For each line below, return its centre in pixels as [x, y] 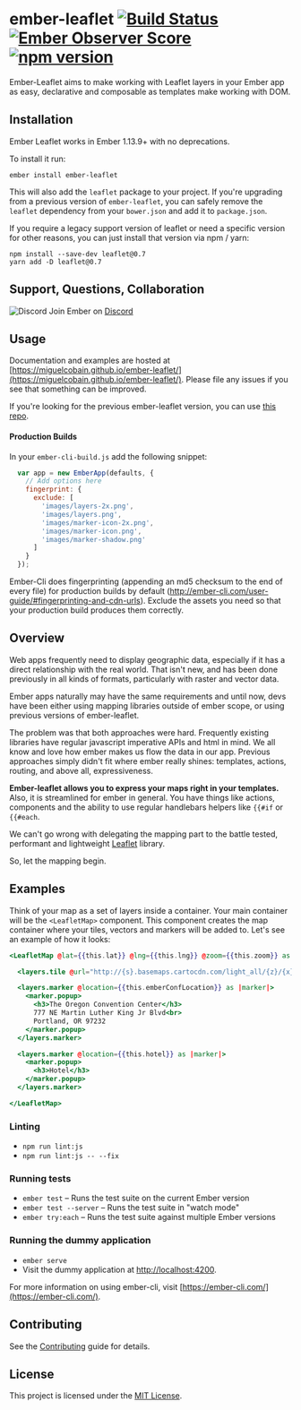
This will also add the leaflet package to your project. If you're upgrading [146, 192]
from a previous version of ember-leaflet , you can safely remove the [136, 201]
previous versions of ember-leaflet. [74, 715]
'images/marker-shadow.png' [94, 539]
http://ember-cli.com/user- [219, 591]
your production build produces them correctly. [97, 610]
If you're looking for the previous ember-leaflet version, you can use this [143, 407]
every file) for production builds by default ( [90, 591]
